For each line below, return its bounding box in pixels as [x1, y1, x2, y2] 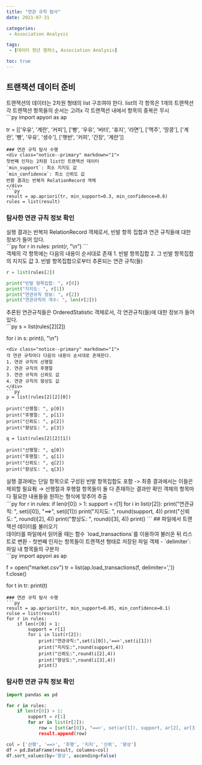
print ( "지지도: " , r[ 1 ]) [6, 286, 65, 292]
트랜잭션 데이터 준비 [6, 82, 76, 92]
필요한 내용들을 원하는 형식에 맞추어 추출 [12, 493, 108, 500]
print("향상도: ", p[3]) [6, 425, 65, 431]
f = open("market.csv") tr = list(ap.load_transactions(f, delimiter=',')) [6, 564, 175, 571]
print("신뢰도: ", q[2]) [6, 460, 65, 466]
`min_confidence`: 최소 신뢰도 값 [6, 171, 85, 177]
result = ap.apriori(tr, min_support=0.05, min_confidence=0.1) [6, 605, 171, 611]
